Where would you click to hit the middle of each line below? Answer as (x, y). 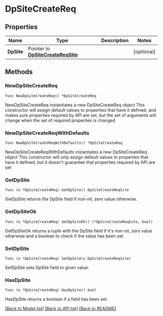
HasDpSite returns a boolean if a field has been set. (57, 299)
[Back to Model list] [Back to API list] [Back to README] (61, 309)
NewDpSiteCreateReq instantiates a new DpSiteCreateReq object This (75, 105)
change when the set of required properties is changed (60, 120)
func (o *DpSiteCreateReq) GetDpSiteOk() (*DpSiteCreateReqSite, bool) (79, 222)
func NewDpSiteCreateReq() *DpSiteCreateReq (51, 96)
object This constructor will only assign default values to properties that (77, 157)
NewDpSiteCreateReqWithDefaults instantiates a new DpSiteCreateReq (76, 152)
